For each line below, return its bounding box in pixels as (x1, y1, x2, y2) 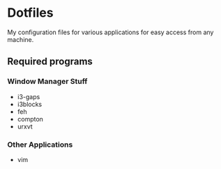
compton (17, 115, 44, 123)
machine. (7, 35, 34, 43)
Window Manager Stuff (7, 77, 88, 87)
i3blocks (17, 100, 43, 108)
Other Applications (7, 140, 73, 149)
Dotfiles (7, 5, 54, 21)
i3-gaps (17, 92, 40, 101)
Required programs (7, 56, 93, 68)
